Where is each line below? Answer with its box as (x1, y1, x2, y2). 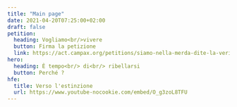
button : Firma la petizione (13, 43, 97, 50)
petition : (7, 30, 37, 37)
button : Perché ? (13, 69, 65, 76)
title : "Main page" (7, 10, 65, 18)
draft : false (7, 23, 46, 30)
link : (13, 50, 30, 57)
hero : (7, 56, 23, 63)
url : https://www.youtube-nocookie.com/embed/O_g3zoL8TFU (13, 89, 188, 96)
